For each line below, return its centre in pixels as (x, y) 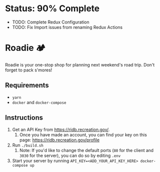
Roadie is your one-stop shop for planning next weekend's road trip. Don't (80, 64)
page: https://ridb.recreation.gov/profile (59, 140)
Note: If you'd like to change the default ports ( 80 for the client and (87, 150)
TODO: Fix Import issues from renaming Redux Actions (67, 27)
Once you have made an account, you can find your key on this (83, 134)
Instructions (24, 118)
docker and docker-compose (39, 102)
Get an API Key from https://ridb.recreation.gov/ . (61, 129)
